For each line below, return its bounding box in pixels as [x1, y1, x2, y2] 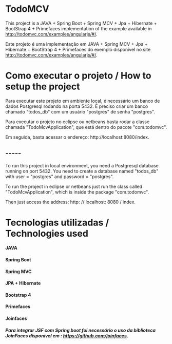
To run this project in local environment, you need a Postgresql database [5, 162, 159, 168]
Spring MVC [5, 268, 32, 275]
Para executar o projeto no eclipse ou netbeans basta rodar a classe [5, 119, 150, 125]
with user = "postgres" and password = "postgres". [5, 173, 114, 180]
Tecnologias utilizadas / [5, 217, 109, 228]
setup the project [5, 81, 80, 92]
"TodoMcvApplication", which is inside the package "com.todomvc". [5, 188, 149, 195]
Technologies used [5, 227, 89, 239]
